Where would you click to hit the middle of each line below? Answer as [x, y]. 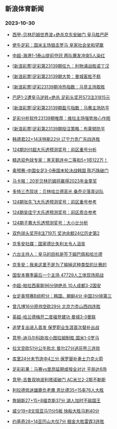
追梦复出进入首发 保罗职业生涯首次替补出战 [56, 327]
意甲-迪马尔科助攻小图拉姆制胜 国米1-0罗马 [56, 337]
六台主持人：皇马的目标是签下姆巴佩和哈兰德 [57, 254]
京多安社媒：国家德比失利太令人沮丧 [49, 244]
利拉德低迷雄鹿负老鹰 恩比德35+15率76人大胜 [58, 390]
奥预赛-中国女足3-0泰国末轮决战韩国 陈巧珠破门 [60, 170]
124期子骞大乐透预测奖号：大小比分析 [50, 222]
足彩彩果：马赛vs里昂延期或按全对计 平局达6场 [59, 369]
